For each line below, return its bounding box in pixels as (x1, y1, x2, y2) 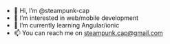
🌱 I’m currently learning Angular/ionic (13, 21, 120, 29)
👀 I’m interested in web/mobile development (13, 14, 139, 22)
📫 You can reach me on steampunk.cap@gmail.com (13, 29, 163, 37)
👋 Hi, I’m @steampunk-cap (13, 7, 89, 14)
